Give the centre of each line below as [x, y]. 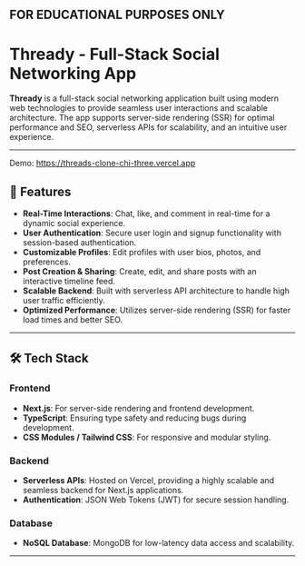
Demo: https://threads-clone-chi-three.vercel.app [103, 164]
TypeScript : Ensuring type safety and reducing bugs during [134, 418]
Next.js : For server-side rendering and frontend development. [138, 408]
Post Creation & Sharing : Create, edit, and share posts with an [139, 272]
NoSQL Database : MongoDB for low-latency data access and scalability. [158, 543]
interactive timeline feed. [69, 282]
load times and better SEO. [73, 320]
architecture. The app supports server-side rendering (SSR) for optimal [142, 118]
